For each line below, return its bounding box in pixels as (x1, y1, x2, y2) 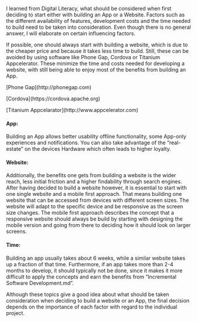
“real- (167, 139, 181, 146)
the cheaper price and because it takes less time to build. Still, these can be (6, 48, 189, 55)
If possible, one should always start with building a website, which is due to (6, 41, 188, 48)
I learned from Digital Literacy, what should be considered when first (6, 5, 172, 12)
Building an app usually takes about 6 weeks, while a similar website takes (6, 255, 186, 262)
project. (6, 309, 25, 316)
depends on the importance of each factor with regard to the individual (6, 303, 178, 310)
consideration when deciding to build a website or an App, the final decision (6, 297, 189, 304)
